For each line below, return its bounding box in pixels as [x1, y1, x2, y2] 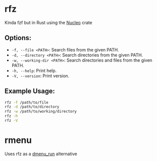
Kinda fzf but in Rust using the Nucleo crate [4, 20, 93, 25]
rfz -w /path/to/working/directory [4, 109, 77, 114]
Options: [4, 34, 32, 42]
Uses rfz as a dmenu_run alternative [4, 151, 78, 157]
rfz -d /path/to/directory [4, 104, 59, 110]
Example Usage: [4, 87, 55, 95]
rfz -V [4, 118, 18, 123]
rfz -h [4, 114, 18, 118]
